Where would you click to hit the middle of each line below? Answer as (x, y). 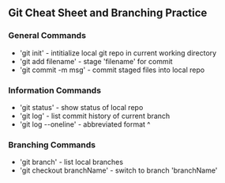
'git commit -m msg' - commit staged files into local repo (112, 70)
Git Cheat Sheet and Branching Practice (108, 13)
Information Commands (54, 90)
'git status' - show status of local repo (81, 107)
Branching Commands (52, 144)
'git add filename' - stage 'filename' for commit (96, 61)
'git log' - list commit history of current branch (95, 116)
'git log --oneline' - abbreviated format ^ (85, 124)
